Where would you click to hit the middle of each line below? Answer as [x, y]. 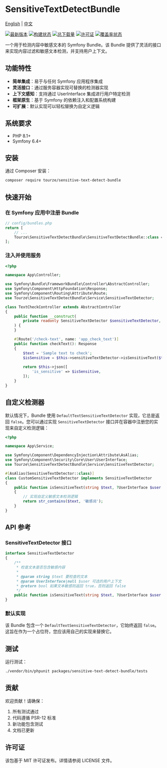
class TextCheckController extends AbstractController [63, 307]
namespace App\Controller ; [33, 275]
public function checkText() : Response [55, 344]
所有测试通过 [25, 711]
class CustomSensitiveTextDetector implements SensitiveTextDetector [79, 478]
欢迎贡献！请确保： [25, 701]
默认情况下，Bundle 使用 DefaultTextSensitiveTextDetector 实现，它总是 [80, 415]
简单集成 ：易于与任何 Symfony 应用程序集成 [57, 81]
